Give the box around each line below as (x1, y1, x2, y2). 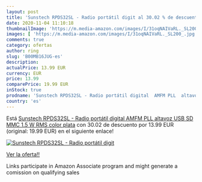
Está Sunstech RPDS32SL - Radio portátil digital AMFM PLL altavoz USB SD (6, 115, 194, 122)
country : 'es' (6, 98, 42, 104)
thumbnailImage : (6, 25, 47, 32)
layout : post (6, 8, 39, 15)
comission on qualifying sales (6, 169, 80, 176)
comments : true (6, 37, 44, 43)
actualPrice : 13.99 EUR (6, 64, 66, 71)
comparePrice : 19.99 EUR (6, 82, 69, 88)
